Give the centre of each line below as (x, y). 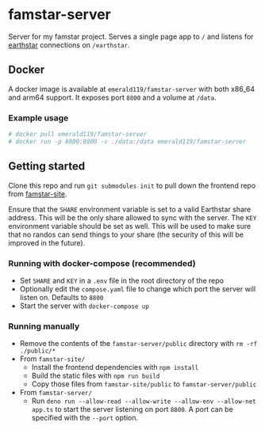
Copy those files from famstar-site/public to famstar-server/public (144, 384)
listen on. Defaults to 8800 (61, 297)
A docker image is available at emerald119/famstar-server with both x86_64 (132, 89)
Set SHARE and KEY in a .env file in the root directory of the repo (122, 280)
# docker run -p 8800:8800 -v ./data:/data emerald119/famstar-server (127, 141)
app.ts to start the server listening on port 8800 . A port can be (132, 409)
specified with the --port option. (85, 418)
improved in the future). (47, 242)
